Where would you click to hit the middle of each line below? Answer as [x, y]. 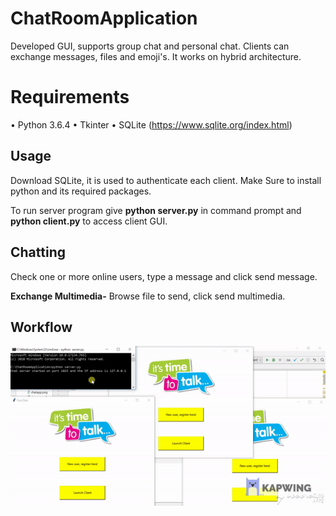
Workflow [41, 327]
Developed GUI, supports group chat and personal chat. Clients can [150, 46]
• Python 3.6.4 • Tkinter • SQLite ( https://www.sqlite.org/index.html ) [151, 124]
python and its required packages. [81, 191]
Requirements [70, 97]
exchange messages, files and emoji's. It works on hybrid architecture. [156, 56]
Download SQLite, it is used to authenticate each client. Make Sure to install [166, 180]
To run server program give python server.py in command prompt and [156, 210]
